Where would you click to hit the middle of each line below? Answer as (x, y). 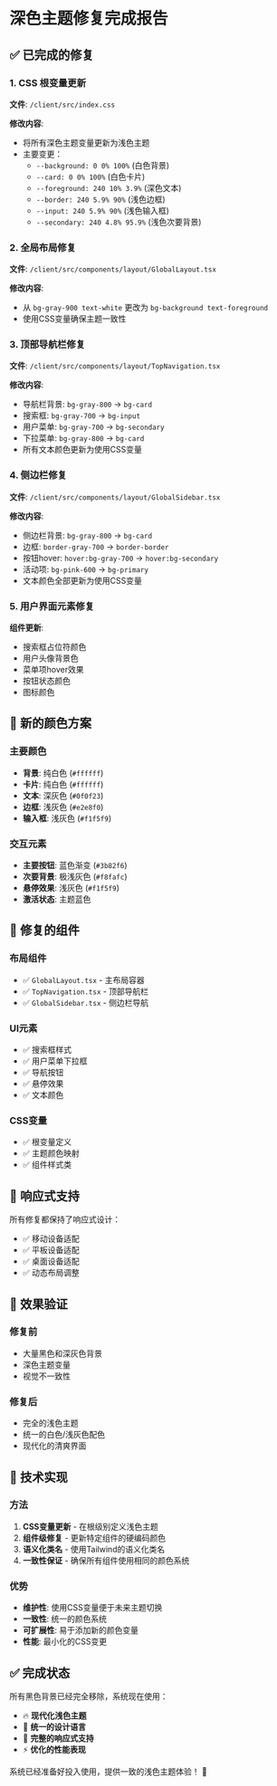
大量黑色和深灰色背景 (62, 1353)
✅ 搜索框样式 (47, 1050)
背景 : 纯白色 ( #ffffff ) (63, 773)
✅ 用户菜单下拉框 (55, 1061)
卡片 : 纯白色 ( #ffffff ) (63, 784)
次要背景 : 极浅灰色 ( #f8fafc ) (75, 877)
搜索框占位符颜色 (54, 647)
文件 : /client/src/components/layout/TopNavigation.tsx (115, 366)
